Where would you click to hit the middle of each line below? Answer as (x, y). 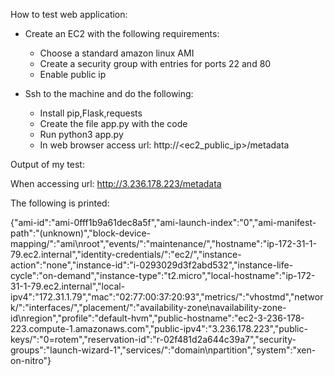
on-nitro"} (31, 360)
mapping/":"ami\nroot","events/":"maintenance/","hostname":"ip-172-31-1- (163, 243)
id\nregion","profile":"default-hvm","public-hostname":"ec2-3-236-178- (157, 318)
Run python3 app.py (81, 134)
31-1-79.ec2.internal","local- (68, 286)
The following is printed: (60, 203)
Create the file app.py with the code (113, 123)
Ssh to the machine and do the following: (109, 93)
